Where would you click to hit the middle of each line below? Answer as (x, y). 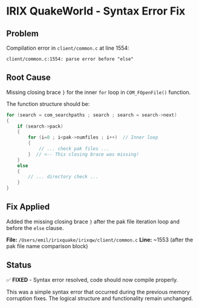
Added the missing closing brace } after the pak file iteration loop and (93, 221)
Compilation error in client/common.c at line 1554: (68, 48)
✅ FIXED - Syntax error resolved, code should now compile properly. (92, 280)
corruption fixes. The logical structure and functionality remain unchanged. (100, 298)
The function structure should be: (48, 103)
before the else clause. (35, 228)
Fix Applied (28, 207)
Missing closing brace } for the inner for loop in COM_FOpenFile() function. (99, 92)
